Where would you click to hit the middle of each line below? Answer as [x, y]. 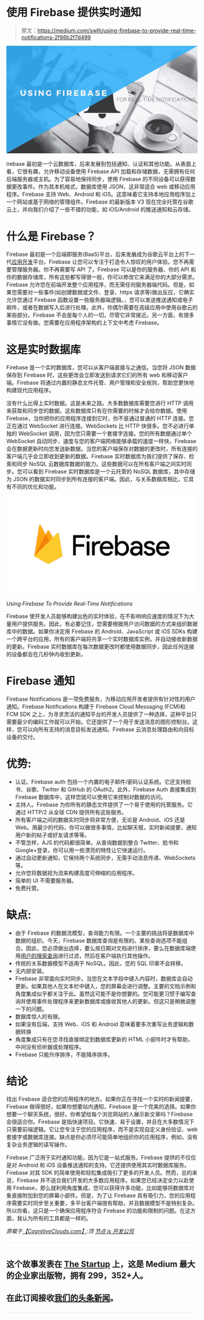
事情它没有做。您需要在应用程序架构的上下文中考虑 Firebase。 [84, 323]
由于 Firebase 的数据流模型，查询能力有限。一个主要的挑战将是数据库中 [104, 933]
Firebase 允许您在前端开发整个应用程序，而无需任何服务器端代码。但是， [98, 285]
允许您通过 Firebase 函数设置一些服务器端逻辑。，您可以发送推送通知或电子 [100, 300]
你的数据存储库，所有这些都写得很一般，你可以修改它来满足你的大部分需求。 [102, 277]
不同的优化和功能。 [35, 487]
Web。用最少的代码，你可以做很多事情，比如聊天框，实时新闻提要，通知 [106, 827]
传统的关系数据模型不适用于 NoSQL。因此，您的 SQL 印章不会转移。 [100, 963]
